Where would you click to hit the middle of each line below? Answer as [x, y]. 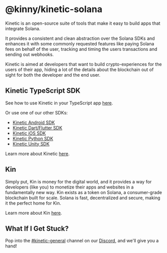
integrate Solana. [23, 28]
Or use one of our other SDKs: [36, 112]
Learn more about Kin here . [34, 213]
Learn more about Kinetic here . [37, 153]
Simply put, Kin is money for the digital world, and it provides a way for [78, 181]
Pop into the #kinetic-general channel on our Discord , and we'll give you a [82, 241]
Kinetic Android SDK [34, 122]
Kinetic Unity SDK [31, 144]
